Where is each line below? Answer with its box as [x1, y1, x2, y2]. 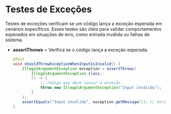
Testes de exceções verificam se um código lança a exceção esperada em [5, 20, 162, 27]
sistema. [5, 37, 23, 43]
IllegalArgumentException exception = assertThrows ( [22, 66, 137, 71]
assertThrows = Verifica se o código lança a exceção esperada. [12, 47, 149, 53]
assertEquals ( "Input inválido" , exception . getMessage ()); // [22, 99, 155, 104]
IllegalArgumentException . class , [31, 71, 103, 76]
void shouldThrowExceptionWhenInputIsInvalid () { [12, 61, 121, 66]
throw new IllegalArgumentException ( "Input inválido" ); [40, 85, 162, 90]
